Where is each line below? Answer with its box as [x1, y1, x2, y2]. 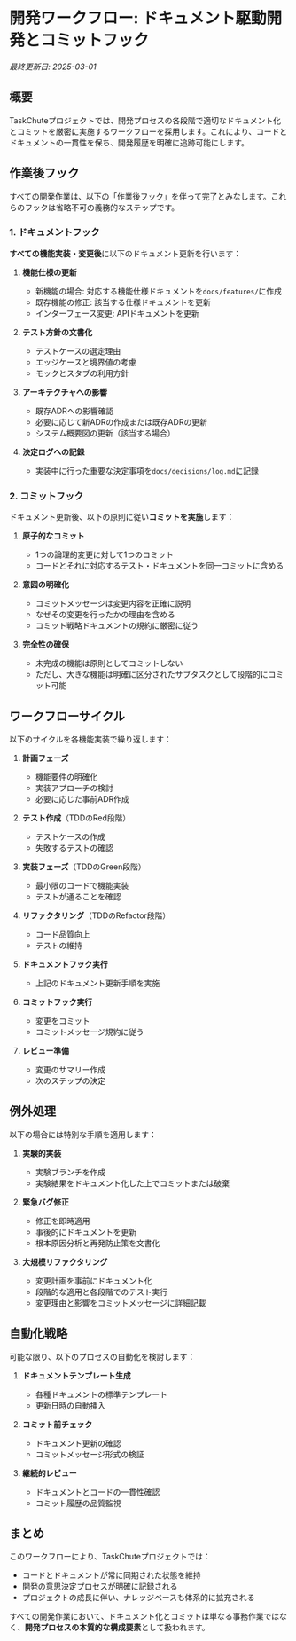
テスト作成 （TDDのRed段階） [21, 813, 131, 823]
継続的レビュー [21, 1467, 77, 1478]
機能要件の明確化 [35, 771, 98, 781]
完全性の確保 [21, 640, 69, 650]
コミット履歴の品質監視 [35, 1497, 121, 1508]
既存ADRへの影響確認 [35, 405, 114, 416]
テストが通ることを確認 [35, 891, 121, 901]
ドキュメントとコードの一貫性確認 [35, 1487, 160, 1497]
